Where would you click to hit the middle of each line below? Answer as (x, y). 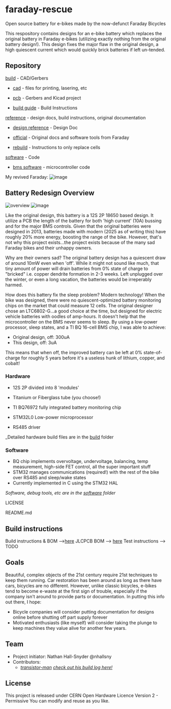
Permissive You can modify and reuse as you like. (57, 701)
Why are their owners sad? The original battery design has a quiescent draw (86, 258)
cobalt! (13, 363)
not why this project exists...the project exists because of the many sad (80, 242)
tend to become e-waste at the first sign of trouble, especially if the (76, 591)
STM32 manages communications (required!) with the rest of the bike (86, 472)
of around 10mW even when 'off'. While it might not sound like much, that (82, 263)
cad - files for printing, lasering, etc (50, 88)
